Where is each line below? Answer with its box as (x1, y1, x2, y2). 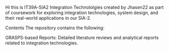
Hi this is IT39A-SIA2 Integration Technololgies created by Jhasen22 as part (5, 5, 164, 10)
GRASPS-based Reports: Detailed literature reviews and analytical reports (5, 35, 159, 40)
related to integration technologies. (5, 40, 78, 46)
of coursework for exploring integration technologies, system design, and (5, 10, 158, 16)
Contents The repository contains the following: (5, 25, 105, 31)
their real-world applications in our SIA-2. (5, 15, 92, 21)
